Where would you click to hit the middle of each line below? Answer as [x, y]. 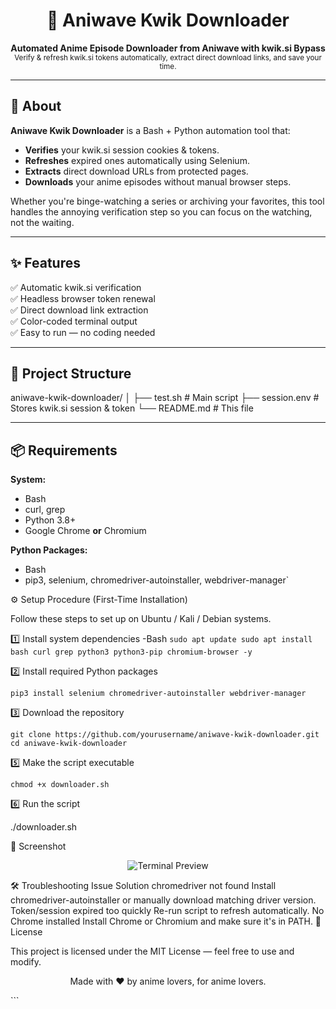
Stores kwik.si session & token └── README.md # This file [132, 408]
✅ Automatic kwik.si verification [76, 287]
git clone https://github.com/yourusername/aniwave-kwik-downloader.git [165, 735]
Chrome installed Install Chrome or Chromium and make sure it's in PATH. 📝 [166, 921]
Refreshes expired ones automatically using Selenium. [137, 160]
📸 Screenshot [38, 846]
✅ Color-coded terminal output [74, 321]
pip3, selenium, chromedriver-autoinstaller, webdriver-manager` [157, 580]
